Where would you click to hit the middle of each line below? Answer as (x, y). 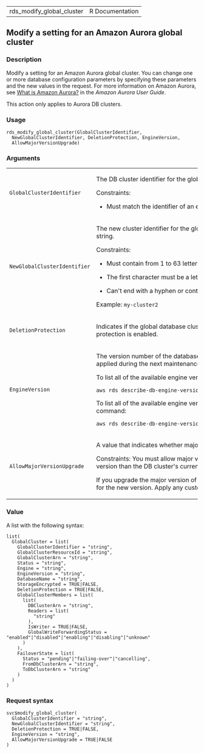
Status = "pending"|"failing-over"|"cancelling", (86, 659)
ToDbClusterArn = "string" (56, 669)
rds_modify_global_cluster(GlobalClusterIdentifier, (74, 132)
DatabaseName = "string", (50, 579)
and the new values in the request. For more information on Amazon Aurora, (101, 86)
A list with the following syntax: (45, 525)
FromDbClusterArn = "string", (60, 664)
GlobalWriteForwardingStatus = (68, 632)
